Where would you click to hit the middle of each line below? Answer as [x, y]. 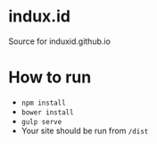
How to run [50, 77]
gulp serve [41, 122]
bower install [47, 112]
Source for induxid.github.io [59, 41]
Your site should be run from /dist [85, 131]
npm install [43, 103]
